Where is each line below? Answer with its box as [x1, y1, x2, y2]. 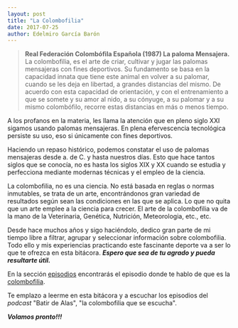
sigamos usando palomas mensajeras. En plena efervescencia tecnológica [7, 124, 226, 132]
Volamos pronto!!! [7, 312, 63, 321]
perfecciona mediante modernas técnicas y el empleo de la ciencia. [7, 168, 206, 176]
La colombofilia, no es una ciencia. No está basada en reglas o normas [7, 182, 215, 191]
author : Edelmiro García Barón [7, 30, 100, 38]
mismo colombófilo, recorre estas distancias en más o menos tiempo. [24, 102, 229, 111]
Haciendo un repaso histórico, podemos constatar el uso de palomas [7, 145, 210, 154]
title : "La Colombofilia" [7, 17, 84, 24]
